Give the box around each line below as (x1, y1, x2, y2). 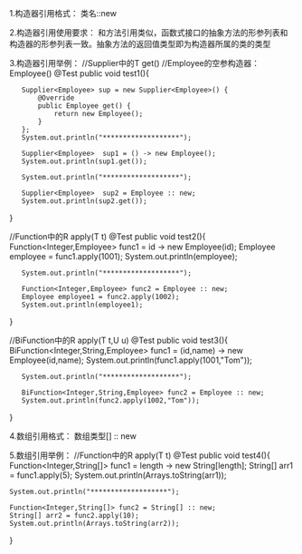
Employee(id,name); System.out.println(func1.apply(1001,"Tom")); (9, 355, 253, 365)
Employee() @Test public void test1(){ (9, 68, 149, 79)
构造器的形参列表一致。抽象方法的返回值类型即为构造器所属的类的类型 (9, 39, 271, 49)
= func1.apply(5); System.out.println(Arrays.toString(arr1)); (9, 470, 227, 481)
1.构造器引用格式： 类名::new (9, 8, 118, 18)
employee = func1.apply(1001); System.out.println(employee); (9, 251, 238, 261)
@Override (37, 93, 75, 102)
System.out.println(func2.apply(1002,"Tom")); (21, 396, 201, 405)
